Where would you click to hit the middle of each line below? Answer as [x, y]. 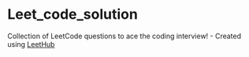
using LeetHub [31, 44]
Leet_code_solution [73, 14]
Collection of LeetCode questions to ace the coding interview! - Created [124, 36]
